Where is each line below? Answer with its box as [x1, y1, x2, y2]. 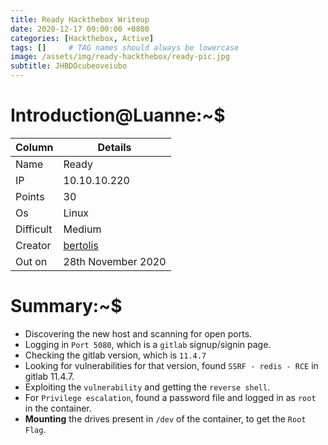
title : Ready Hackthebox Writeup [10, 14, 150, 25]
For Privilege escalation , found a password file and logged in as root [24, 391, 317, 403]
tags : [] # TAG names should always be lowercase [10, 42, 240, 53]
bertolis [63, 238, 99, 252]
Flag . [24, 423, 47, 435]
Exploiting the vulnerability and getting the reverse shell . [24, 381, 271, 393]
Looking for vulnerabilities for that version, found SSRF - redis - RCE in [24, 359, 319, 371]
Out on [15, 254, 48, 268]
